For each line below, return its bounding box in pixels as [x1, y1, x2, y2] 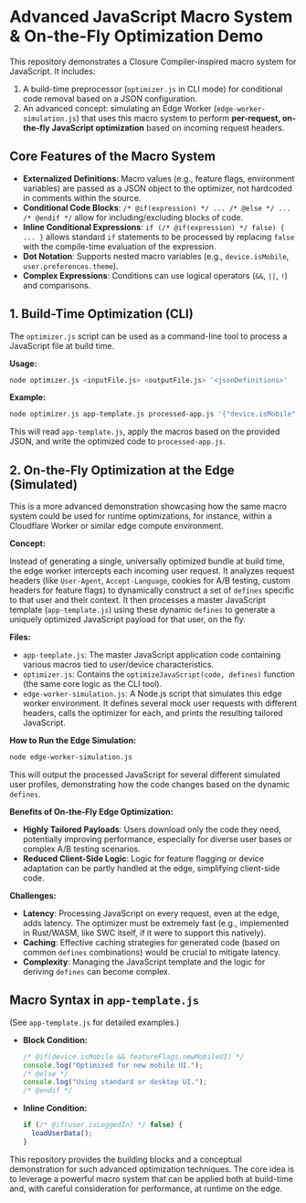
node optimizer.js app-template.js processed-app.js [9, 409, 215, 419]
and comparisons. [22, 280, 91, 290]
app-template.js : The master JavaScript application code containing [22, 649, 281, 660]
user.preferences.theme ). [22, 260, 119, 271]
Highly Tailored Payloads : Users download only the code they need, [22, 824, 281, 835]
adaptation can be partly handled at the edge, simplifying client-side [22, 863, 280, 873]
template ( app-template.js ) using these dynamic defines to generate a [9, 605, 276, 616]
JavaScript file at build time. [9, 340, 115, 351]
